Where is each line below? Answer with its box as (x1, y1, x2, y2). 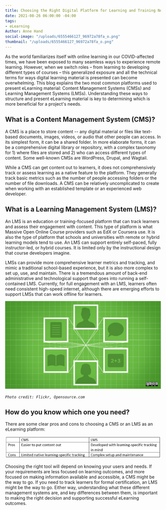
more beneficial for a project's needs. (5, 101, 82, 107)
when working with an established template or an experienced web (5, 185, 142, 191)
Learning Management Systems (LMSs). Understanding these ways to (5, 90, 148, 96)
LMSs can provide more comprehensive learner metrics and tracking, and (5, 259, 155, 265)
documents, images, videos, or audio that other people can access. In (19, 134, 161, 140)
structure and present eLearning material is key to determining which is (5, 96, 150, 102)
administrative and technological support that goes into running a (5, 275, 138, 281)
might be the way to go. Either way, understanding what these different (5, 484, 150, 490)
